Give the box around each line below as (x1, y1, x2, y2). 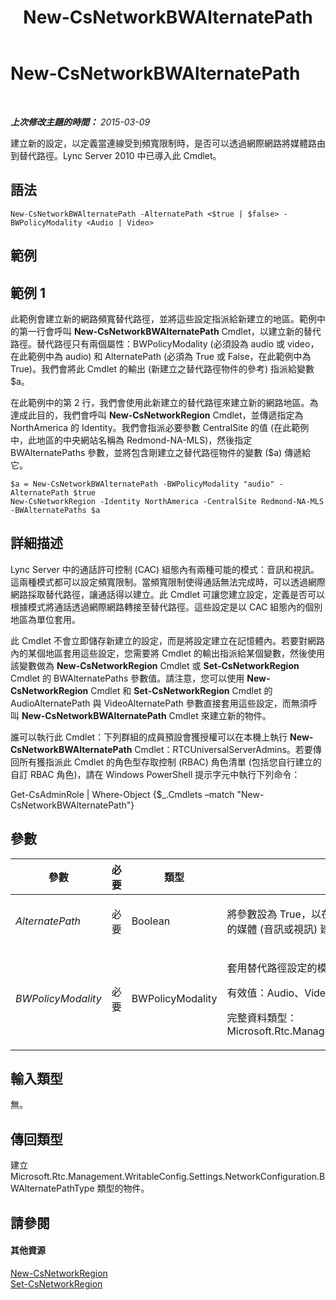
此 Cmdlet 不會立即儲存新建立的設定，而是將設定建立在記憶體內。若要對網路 (10, 634, 326, 646)
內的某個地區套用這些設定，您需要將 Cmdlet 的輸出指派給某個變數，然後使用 (10, 647, 326, 659)
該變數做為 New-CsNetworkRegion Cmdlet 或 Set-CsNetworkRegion (10, 659, 300, 671)
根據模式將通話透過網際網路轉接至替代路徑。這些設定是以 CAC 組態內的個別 (10, 601, 323, 613)
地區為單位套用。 (10, 613, 81, 625)
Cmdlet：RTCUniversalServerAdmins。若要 (134, 743, 313, 755)
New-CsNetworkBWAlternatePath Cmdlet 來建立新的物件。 (21, 709, 272, 721)
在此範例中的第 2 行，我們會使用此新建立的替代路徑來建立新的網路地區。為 (10, 396, 319, 408)
